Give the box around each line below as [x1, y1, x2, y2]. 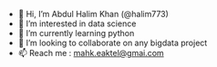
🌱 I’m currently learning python [17, 28, 135, 38]
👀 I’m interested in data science [17, 18, 137, 29]
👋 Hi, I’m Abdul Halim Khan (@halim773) [17, 9, 169, 19]
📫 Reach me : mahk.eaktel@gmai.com [17, 48, 164, 58]
